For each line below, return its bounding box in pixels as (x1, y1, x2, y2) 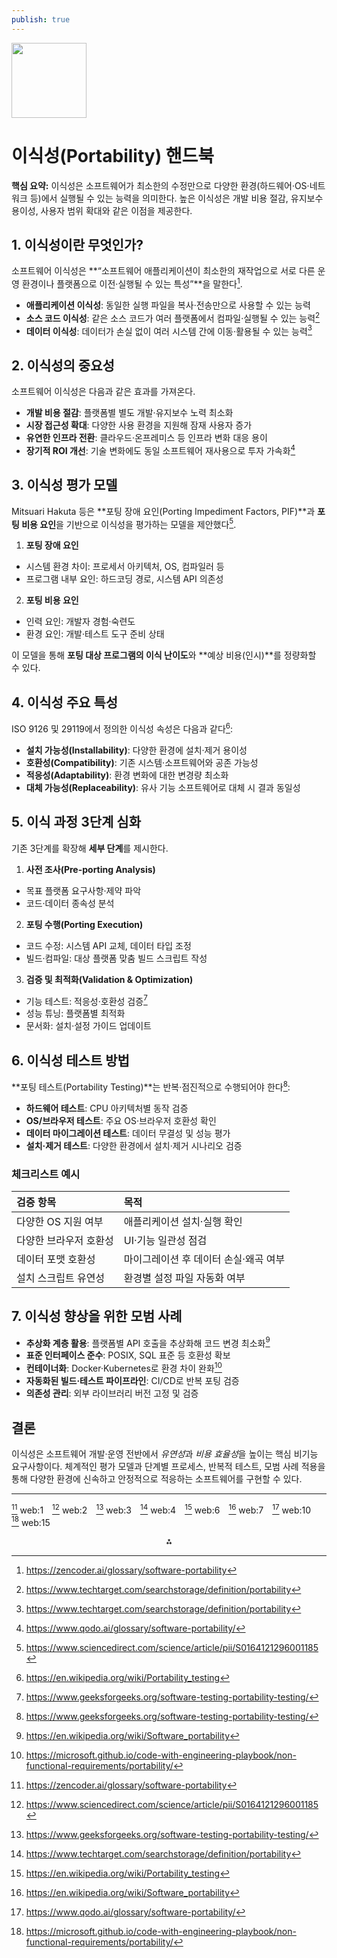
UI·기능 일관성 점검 (123, 1233, 208, 1247)
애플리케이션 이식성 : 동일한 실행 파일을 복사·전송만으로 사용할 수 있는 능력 (25, 299, 311, 311)
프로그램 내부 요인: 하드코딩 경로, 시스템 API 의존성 (25, 573, 224, 585)
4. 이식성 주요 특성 (11, 694, 119, 711)
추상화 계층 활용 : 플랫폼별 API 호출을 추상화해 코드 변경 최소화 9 (25, 1335, 271, 1349)
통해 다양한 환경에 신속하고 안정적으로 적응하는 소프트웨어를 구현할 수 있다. (11, 1472, 303, 1485)
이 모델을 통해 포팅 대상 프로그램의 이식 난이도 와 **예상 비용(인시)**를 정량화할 (11, 649, 317, 661)
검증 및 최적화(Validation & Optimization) (25, 973, 194, 985)
